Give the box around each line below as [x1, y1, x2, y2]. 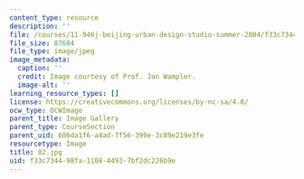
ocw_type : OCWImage [9, 106, 83, 115]
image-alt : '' [17, 80, 71, 89]
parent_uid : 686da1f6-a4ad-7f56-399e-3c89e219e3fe [9, 131, 204, 140]
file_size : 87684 [9, 38, 75, 48]
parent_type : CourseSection [9, 123, 116, 132]
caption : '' [17, 64, 63, 73]
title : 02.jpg [9, 147, 63, 156]
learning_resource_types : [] [9, 89, 119, 98]
